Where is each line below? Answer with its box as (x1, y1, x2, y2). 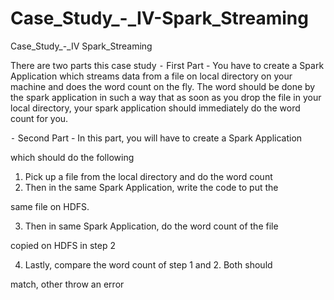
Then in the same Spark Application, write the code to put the (24, 181, 279, 193)
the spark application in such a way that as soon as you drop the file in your (10, 91, 322, 103)
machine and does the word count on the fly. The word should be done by (10, 80, 316, 92)
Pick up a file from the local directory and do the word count (24, 170, 273, 182)
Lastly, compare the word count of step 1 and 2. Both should (24, 258, 273, 271)
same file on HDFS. (10, 200, 90, 212)
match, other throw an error (10, 278, 125, 290)
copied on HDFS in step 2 (10, 239, 116, 251)
